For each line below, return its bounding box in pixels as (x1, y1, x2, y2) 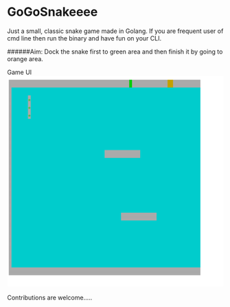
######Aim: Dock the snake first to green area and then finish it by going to (7, 47, 223, 56)
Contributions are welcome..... (7, 293, 93, 302)
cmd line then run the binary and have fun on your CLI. (7, 34, 162, 42)
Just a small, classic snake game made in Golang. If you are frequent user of (7, 27, 224, 35)
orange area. (7, 54, 43, 62)
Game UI (7, 68, 32, 76)
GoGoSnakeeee (7, 4, 98, 20)
